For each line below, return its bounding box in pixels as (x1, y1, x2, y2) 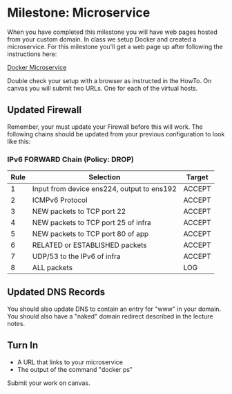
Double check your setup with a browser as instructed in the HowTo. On (7, 76, 212, 84)
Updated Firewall (7, 104, 81, 116)
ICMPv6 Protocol (32, 195, 88, 205)
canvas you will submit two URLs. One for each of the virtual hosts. (7, 84, 198, 92)
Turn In (7, 339, 39, 351)
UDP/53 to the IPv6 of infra (32, 251, 121, 261)
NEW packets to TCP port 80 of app (32, 229, 149, 239)
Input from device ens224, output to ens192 (32, 184, 177, 194)
